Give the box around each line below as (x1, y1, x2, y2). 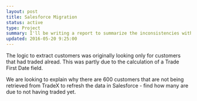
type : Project (6, 25, 41, 31)
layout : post (6, 8, 38, 15)
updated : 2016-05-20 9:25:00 (6, 36, 77, 42)
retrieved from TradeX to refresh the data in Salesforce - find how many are (6, 82, 189, 89)
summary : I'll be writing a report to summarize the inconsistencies (6, 31, 180, 36)
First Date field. (6, 65, 43, 71)
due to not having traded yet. (6, 89, 76, 95)
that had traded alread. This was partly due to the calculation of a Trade (6, 58, 180, 65)
